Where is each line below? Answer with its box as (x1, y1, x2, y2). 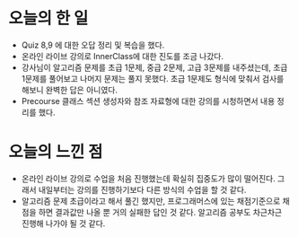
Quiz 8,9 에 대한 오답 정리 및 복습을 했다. (21, 39, 165, 50)
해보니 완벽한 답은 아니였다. (21, 84, 118, 95)
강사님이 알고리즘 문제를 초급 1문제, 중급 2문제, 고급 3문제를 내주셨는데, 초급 (21, 62, 288, 73)
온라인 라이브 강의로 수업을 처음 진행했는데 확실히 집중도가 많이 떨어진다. (21, 172, 276, 184)
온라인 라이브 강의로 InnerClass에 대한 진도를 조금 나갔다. (21, 50, 223, 61)
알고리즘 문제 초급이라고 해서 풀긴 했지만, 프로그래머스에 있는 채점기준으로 (21, 195, 281, 206)
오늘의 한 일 (8, 8, 89, 29)
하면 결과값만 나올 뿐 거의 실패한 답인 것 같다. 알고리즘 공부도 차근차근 (38, 206, 283, 217)
